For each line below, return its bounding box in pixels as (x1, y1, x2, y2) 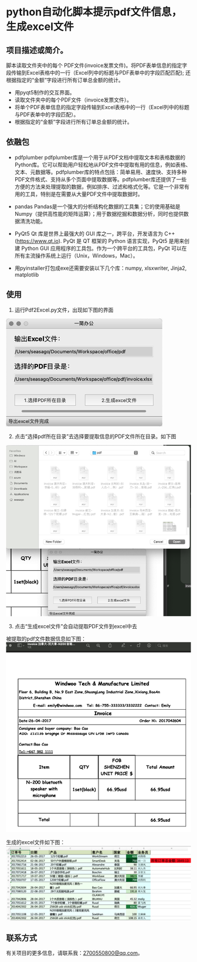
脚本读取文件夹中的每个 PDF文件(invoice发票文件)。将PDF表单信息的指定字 (6, 62, 188, 69)
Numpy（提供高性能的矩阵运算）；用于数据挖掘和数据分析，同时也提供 (14, 210, 184, 217)
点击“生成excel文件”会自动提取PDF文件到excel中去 (14, 622, 137, 629)
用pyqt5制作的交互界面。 (14, 89, 75, 96)
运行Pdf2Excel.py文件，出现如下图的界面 (14, 306, 114, 313)
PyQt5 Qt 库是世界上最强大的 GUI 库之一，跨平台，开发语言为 (14, 230, 163, 237)
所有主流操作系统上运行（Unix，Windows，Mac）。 (14, 252, 139, 259)
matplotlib (14, 271, 39, 278)
